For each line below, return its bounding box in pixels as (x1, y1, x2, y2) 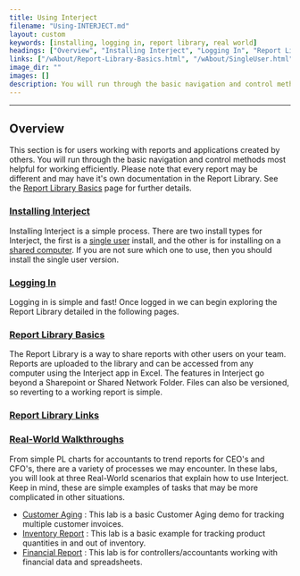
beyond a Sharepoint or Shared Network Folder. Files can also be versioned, (9, 377, 290, 388)
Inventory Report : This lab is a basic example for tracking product (21, 528, 266, 538)
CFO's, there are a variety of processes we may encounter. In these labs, (9, 462, 279, 474)
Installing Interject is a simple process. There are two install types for (9, 225, 263, 236)
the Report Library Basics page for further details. (9, 182, 192, 193)
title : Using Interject (9, 13, 98, 22)
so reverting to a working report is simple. (9, 386, 163, 398)
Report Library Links (9, 409, 100, 421)
